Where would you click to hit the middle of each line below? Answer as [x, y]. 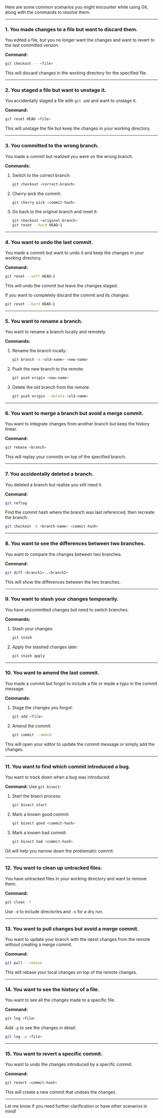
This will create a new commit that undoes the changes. [61, 1092]
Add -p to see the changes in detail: [41, 1028]
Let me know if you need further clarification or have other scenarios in [76, 1106]
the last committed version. [32, 45]
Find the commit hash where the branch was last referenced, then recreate [80, 512]
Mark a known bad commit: [39, 832]
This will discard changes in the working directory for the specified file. [76, 73]
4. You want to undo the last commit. [49, 242]
